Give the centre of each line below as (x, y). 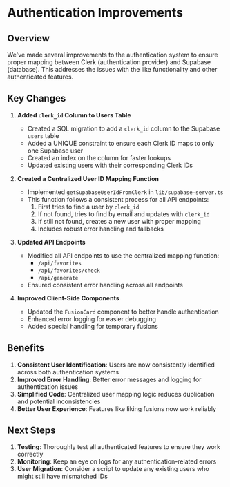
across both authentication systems (68, 372)
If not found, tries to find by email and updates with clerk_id (124, 214)
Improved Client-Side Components (68, 298)
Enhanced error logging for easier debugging (92, 318)
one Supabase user (55, 151)
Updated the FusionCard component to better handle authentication (123, 312)
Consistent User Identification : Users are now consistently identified (116, 365)
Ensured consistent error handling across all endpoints (105, 285)
